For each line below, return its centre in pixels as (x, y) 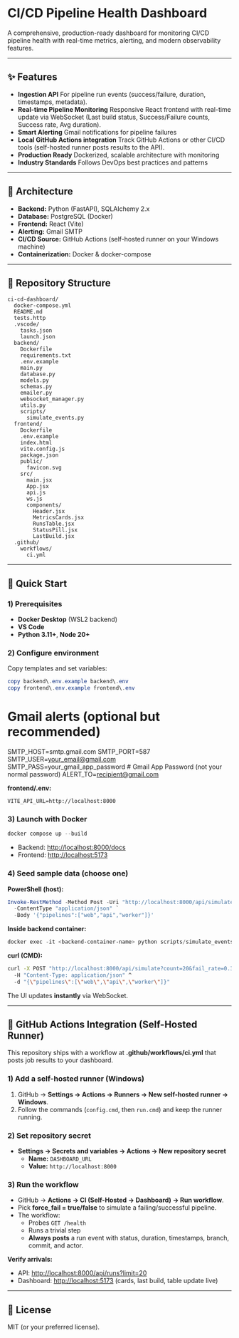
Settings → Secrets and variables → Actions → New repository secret (122, 1151)
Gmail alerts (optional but (84, 717)
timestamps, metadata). (52, 102)
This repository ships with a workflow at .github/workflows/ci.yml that (112, 1053)
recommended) (54, 732)
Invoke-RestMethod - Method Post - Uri (63, 902)
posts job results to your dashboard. (60, 1060)
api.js (36, 493)
